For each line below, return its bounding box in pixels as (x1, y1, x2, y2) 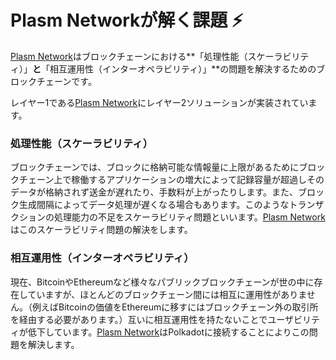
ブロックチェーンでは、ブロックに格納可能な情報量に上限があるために (10, 161, 300, 173)
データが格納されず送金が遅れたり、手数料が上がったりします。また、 (10, 186, 299, 198)
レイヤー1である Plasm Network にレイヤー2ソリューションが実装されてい (10, 96, 309, 108)
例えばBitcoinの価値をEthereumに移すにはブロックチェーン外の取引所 (31, 301, 319, 313)
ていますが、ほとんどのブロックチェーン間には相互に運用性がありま (27, 288, 307, 300)
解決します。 (27, 338, 80, 350)
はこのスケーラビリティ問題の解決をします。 (10, 224, 193, 236)
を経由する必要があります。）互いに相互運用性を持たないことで (10, 313, 268, 325)
